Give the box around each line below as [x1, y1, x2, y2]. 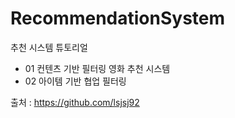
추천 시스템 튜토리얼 [10, 41, 88, 53]
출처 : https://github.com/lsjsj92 [10, 96, 140, 108]
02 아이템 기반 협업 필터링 [24, 75, 127, 87]
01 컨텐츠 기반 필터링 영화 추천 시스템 [24, 62, 171, 74]
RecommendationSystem [10, 7, 226, 30]
